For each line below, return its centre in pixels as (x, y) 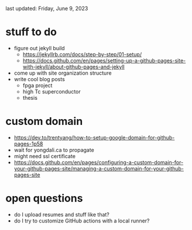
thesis (30, 97)
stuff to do (31, 32)
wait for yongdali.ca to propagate (54, 150)
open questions (44, 198)
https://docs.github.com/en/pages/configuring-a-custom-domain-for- (99, 162)
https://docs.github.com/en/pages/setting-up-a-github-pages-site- (104, 60)
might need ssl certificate (44, 156)
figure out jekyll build (39, 48)
